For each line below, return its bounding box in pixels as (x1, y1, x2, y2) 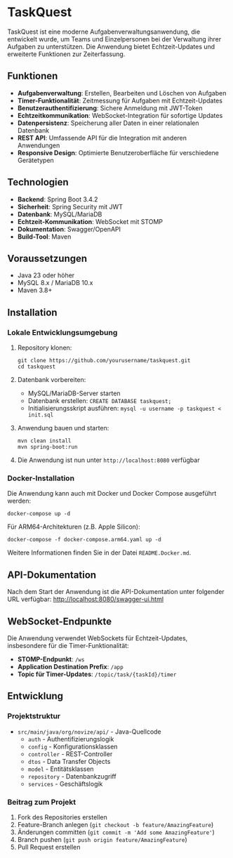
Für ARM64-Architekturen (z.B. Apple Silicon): (7, 522, 140, 531)
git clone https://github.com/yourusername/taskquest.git (17, 357, 191, 364)
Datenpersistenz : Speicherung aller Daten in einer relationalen (17, 119, 199, 127)
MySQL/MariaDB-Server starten (27, 389, 121, 397)
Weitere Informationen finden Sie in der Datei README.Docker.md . (7, 548, 192, 557)
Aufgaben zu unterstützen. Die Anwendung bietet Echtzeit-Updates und (7, 42, 215, 51)
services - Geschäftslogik (27, 779, 103, 788)
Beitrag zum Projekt (7, 797, 76, 807)
